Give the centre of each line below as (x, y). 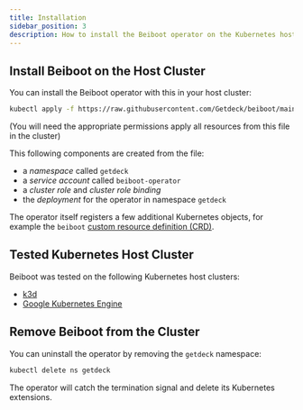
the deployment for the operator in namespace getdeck (124, 200)
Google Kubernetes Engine (73, 304)
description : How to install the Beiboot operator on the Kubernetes (143, 34)
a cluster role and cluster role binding (92, 190)
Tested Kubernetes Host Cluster (101, 255)
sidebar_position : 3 (48, 26)
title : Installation (48, 18)
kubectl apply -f (42, 109)
